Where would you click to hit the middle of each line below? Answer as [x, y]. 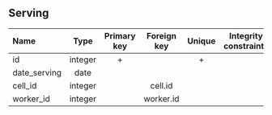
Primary [120, 35]
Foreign [161, 35]
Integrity [246, 35]
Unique [202, 41]
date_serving [37, 72]
